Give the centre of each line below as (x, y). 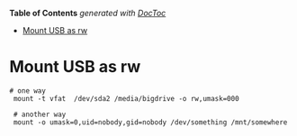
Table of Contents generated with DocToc (88, 13)
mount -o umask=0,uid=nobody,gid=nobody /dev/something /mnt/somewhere (150, 122)
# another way (40, 114)
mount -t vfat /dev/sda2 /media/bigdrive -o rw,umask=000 (126, 98)
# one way (28, 91)
